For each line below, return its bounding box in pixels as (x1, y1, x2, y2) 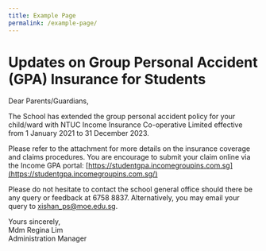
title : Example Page (8, 11, 77, 20)
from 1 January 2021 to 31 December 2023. (8, 129, 149, 138)
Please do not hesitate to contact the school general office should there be (8, 184, 253, 195)
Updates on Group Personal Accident (8, 53, 258, 71)
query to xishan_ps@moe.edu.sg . (8, 202, 118, 211)
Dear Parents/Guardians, (8, 96, 89, 106)
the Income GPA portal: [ (8, 160, 89, 171)
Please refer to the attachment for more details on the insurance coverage (8, 144, 251, 153)
